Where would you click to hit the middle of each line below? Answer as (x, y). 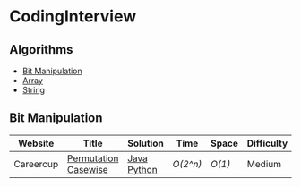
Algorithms (41, 50)
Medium (264, 164)
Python (142, 169)
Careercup (36, 164)
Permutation (93, 158)
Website (36, 143)
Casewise (88, 169)
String (34, 90)
